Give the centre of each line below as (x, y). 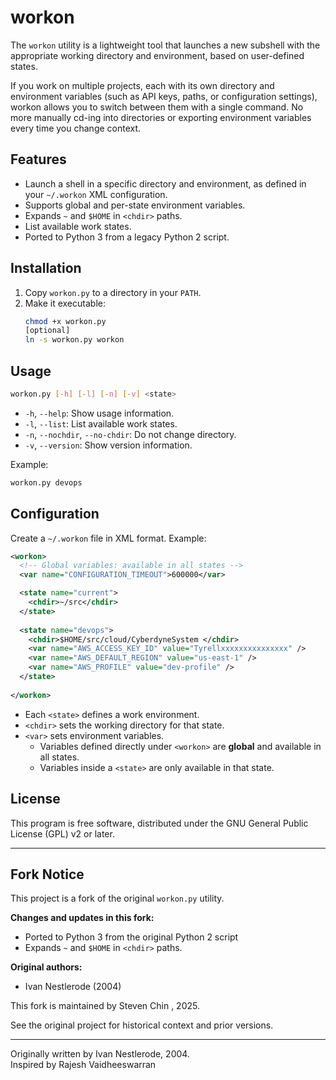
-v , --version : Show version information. (108, 445)
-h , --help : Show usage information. (99, 413)
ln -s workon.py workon (74, 340)
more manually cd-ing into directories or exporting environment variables (161, 117)
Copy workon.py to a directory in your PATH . (113, 292)
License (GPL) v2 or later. (62, 833)
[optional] (47, 331)
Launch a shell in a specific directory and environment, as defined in (165, 183)
